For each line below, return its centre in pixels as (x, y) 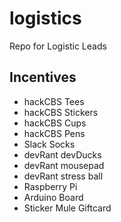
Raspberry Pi (50, 186)
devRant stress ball (63, 176)
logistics (45, 18)
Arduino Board (53, 197)
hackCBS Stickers (61, 112)
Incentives (43, 77)
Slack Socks (49, 144)
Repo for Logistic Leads (58, 46)
